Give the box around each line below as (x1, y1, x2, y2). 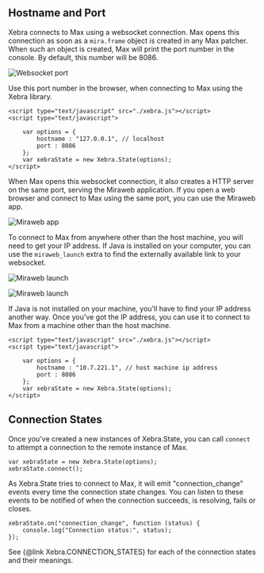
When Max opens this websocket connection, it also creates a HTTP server (8, 176, 254, 185)
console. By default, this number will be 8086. (8, 52, 159, 62)
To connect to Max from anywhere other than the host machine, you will (8, 232, 243, 242)
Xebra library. (8, 91, 53, 101)
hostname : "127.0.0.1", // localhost (36, 135, 165, 143)
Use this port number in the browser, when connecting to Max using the (8, 83, 243, 93)
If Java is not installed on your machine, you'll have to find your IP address (8, 304, 251, 313)
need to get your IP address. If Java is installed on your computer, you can (8, 241, 251, 250)
